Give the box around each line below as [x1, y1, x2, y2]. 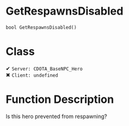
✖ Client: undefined [5, 71, 58, 79]
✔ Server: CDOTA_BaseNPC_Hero [5, 65, 83, 72]
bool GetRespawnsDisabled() [5, 24, 77, 30]
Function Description [5, 93, 114, 107]
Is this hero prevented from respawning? [5, 113, 108, 120]
